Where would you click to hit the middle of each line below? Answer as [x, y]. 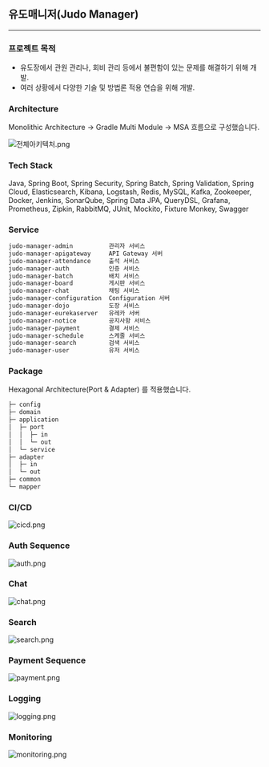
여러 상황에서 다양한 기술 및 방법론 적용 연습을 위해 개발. [107, 87]
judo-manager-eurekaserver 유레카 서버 [74, 313]
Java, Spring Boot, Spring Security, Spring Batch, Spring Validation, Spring [131, 183]
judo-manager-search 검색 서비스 [74, 343]
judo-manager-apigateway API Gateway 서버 [86, 254]
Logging [25, 699]
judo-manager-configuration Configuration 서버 [89, 298]
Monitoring [30, 737]
